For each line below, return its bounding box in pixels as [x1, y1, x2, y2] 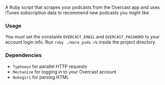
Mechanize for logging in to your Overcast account [12, 68, 116, 75]
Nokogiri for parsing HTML [12, 74, 69, 80]
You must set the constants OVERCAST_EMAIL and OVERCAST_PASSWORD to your [5, 34, 160, 40]
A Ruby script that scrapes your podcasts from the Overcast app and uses [5, 5, 160, 10]
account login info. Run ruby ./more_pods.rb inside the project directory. [5, 39, 156, 45]
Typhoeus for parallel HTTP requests [12, 63, 88, 69]
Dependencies [5, 52, 42, 59]
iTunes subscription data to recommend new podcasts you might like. [5, 10, 150, 16]
